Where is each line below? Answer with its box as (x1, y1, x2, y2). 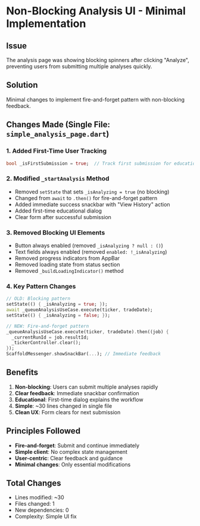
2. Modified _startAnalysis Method (6, 174, 110, 183)
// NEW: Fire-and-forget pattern (6, 323, 89, 329)
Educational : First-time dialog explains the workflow (14, 396, 144, 403)
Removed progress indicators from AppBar (14, 254, 120, 262)
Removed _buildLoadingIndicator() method (14, 267, 124, 274)
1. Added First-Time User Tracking (6, 147, 107, 155)
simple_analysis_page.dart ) (6, 129, 110, 139)
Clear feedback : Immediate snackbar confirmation (14, 389, 140, 396)
